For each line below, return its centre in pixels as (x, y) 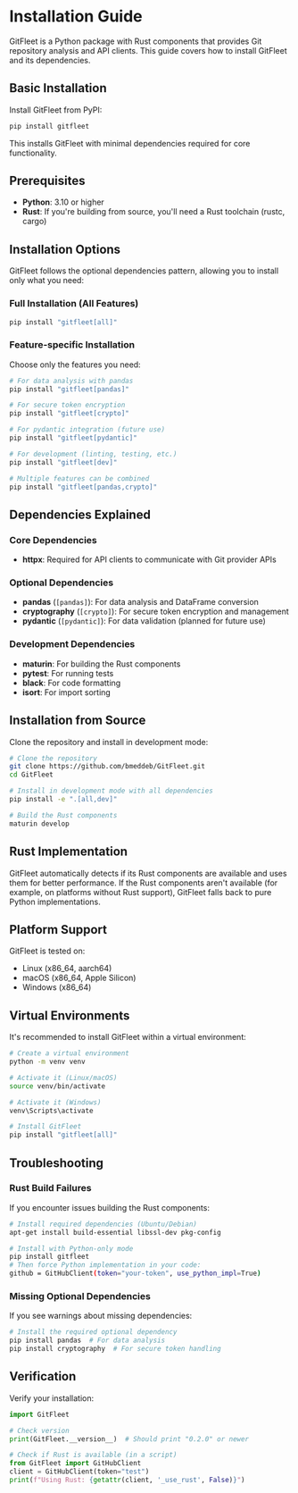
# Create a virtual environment (69, 1053)
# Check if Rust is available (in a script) (93, 1455)
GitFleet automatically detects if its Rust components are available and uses (148, 873)
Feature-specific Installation (72, 345)
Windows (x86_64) (57, 987)
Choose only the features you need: (75, 365)
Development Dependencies (72, 644)
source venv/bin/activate (57, 1086)
